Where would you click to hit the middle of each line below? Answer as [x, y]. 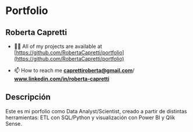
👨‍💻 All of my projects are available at [58, 46]
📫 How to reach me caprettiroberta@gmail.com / [74, 70]
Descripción [28, 97]
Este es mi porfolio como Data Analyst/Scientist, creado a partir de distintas [96, 111]
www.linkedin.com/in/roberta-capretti [62, 79]
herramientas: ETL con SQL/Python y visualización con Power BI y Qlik [90, 117]
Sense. [14, 123]
